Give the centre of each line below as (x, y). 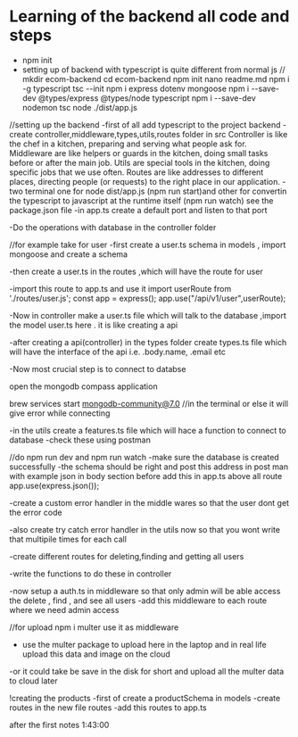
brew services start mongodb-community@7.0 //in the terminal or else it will (149, 403)
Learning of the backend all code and (149, 17)
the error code (36, 512)
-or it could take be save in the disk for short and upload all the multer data (147, 671)
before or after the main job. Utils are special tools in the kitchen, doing (140, 162)
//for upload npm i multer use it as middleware (94, 627)
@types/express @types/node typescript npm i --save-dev (147, 98)
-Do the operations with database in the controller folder (113, 227)
